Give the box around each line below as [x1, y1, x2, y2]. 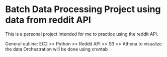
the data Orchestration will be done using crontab [5, 46, 108, 52]
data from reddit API [5, 14, 92, 26]
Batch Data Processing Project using [5, 4, 161, 15]
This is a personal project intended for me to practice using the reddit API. [5, 31, 158, 37]
